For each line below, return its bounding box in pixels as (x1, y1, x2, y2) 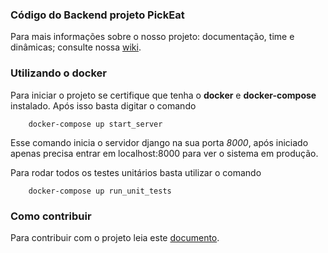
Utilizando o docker (10, 66, 107, 80)
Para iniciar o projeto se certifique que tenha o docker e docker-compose (10, 89, 317, 101)
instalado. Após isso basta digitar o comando (10, 99, 197, 112)
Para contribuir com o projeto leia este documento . (10, 231, 220, 243)
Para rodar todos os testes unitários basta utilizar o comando (10, 166, 262, 178)
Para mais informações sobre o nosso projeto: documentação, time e (10, 31, 295, 43)
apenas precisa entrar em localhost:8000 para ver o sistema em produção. (10, 147, 319, 159)
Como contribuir (10, 209, 92, 223)
